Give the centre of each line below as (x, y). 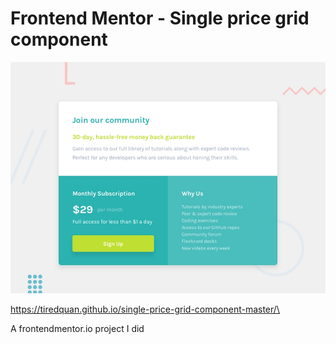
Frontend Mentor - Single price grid (160, 18)
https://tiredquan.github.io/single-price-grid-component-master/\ (145, 309)
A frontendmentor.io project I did (77, 328)
